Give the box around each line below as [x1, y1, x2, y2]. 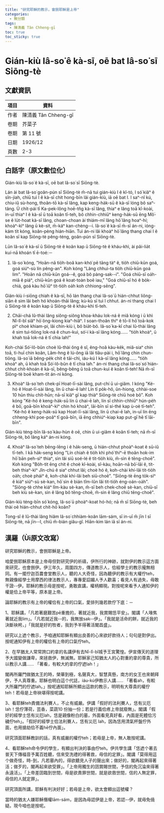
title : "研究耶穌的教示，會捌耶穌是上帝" [5, 7, 80, 12]
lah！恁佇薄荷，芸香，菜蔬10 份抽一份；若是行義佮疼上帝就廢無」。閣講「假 [5, 706, 156, 712]
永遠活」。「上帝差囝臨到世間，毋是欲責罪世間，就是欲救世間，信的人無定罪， [5, 770, 159, 775]
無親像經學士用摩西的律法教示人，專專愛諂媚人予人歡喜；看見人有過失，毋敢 [5, 577, 159, 582]
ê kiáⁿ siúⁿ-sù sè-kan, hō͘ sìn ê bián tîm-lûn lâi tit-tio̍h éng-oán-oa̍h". [12, 478, 149, 484]
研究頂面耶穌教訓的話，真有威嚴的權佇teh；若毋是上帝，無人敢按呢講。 [5, 735, 148, 741]
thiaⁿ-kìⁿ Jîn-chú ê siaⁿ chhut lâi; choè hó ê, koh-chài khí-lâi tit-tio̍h [21, 467, 156, 473]
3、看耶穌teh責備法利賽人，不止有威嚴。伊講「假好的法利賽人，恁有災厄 [5, 700, 151, 706]
